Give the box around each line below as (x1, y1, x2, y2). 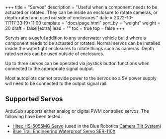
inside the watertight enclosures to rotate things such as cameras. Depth (5, 46, 154, 51)
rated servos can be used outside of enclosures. (5, 51, 104, 57)
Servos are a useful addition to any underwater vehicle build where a (5, 35, 146, 41)
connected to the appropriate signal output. (5, 66, 94, 71)
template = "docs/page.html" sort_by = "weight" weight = (42, 20, 161, 26)
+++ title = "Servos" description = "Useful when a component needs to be (5, 4, 158, 10)
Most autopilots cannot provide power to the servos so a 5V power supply (5, 75, 157, 81)
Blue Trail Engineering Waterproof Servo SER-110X (12, 128, 116, 134)
